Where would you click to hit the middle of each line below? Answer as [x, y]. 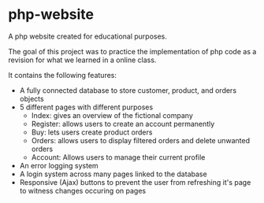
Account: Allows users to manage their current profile [118, 157]
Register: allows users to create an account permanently [123, 124]
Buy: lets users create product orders [92, 132]
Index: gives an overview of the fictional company [112, 115]
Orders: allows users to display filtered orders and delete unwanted [141, 140]
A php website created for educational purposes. [88, 36]
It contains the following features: [62, 75]
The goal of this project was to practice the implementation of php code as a [132, 51]
